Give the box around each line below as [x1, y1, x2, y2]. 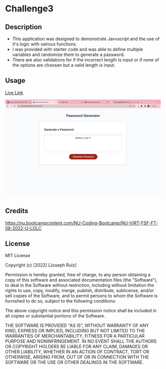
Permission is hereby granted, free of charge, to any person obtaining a [5, 272, 151, 278]
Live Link [5, 90, 24, 96]
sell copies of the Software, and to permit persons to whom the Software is [5, 293, 158, 299]
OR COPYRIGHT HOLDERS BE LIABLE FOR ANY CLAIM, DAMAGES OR [5, 344, 148, 350]
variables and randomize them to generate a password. [12, 52, 125, 57]
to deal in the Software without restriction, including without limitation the [5, 282, 154, 288]
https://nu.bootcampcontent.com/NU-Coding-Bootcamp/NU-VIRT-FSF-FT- [5, 220, 158, 226]
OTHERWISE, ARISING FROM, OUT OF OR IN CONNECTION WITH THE [5, 354, 149, 360]
